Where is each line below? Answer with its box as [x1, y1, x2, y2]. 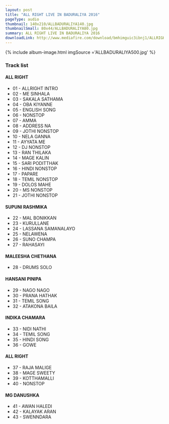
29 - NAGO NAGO [12, 287, 50, 293]
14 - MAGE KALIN [12, 155, 49, 161]
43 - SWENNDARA [12, 414, 52, 420]
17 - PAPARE [12, 171, 39, 177]
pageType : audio [5, 17, 39, 22]
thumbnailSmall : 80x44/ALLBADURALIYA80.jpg [5, 26, 98, 31]
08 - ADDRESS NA [12, 123, 51, 129]
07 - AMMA [12, 118, 37, 123]
